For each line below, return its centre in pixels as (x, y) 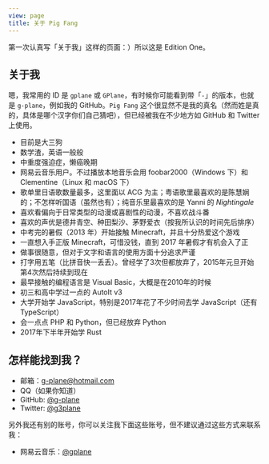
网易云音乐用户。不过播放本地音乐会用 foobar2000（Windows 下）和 (134, 172)
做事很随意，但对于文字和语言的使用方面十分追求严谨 (108, 252)
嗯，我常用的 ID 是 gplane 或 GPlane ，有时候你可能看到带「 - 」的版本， (124, 95)
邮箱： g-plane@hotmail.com (67, 381)
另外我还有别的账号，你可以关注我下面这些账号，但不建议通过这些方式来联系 (134, 425)
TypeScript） (42, 312)
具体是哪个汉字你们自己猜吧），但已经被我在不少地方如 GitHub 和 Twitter (141, 115)
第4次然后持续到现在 (54, 272)
